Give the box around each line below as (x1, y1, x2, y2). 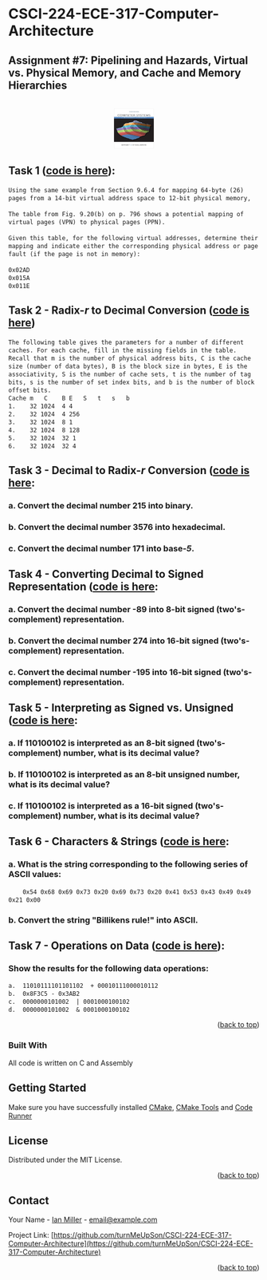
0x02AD (8, 266, 30, 274)
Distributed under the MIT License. (8, 1155, 123, 1165)
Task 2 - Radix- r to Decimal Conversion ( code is (8, 304, 249, 318)
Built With (8, 1040, 48, 1051)
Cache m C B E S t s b (8, 394, 130, 402)
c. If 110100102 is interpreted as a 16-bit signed (8, 800, 194, 812)
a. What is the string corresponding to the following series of (8, 859, 249, 870)
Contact (8, 1194, 49, 1207)
